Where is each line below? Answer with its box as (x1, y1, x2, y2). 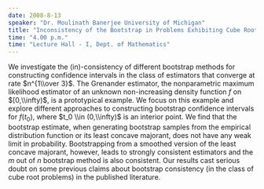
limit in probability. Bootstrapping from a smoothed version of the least (8, 139, 236, 148)
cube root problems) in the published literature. (8, 172, 161, 181)
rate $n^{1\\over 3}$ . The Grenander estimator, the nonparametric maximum (8, 79, 255, 89)
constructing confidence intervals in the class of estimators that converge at (8, 71, 255, 80)
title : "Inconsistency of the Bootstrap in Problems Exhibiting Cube (8, 26, 241, 34)
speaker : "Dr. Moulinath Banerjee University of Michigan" (8, 19, 206, 27)
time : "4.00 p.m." (8, 33, 68, 42)
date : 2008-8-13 (8, 11, 61, 20)
